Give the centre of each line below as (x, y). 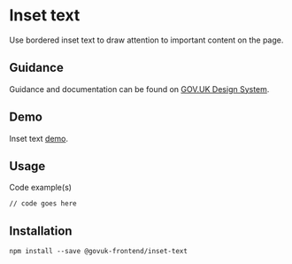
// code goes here (43, 204)
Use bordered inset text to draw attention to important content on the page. (146, 40)
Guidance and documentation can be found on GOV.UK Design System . (139, 89)
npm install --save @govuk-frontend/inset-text (99, 252)
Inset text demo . (39, 138)
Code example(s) (41, 188)
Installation (41, 231)
